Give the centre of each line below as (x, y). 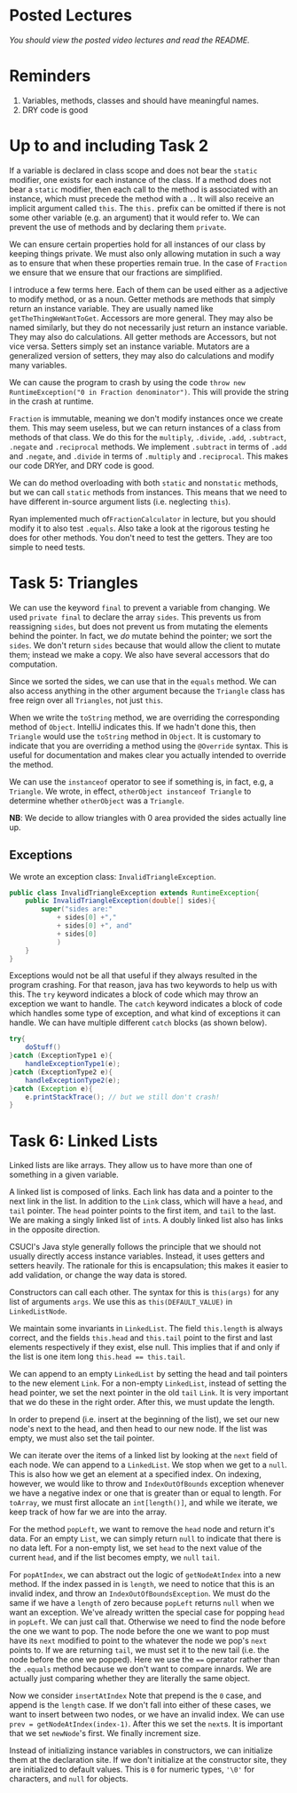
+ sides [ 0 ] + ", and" (94, 926)
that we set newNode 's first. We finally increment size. (105, 1734)
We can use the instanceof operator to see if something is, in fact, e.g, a (141, 781)
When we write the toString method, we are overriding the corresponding (145, 717)
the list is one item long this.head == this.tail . (98, 1357)
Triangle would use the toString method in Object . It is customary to (135, 736)
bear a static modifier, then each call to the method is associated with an (144, 189)
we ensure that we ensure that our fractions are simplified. (116, 273)
